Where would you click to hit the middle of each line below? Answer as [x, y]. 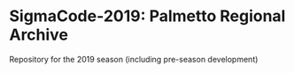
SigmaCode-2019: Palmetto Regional [147, 16]
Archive [39, 35]
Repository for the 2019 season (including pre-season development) [134, 59]
